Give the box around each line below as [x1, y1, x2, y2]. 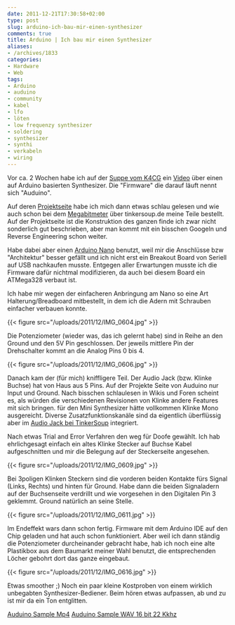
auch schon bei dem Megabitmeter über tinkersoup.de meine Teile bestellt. [7, 209, 224, 218]
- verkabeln [7, 148, 42, 155]
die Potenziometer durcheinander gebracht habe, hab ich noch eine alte [7, 539, 215, 548]
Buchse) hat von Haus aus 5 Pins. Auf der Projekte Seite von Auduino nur [7, 381, 219, 389]
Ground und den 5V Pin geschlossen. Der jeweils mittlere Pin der [7, 339, 194, 347]
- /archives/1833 [7, 50, 58, 57]
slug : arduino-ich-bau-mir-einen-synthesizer [7, 23, 142, 30]
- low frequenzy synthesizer [7, 121, 93, 129]
